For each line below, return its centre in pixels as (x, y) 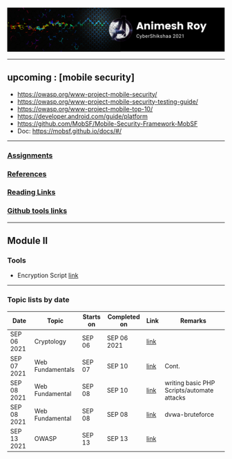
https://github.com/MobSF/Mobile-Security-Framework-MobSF (107, 123)
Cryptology (50, 341)
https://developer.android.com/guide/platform (83, 116)
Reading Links (31, 192)
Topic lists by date (38, 300)
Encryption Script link (48, 275)
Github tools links (37, 211)
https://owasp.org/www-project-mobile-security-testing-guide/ (108, 102)
